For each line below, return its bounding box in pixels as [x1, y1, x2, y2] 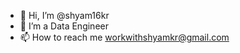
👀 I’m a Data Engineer [19, 20, 109, 32]
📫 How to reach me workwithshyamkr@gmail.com [19, 31, 230, 43]
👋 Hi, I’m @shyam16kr [19, 10, 110, 21]
